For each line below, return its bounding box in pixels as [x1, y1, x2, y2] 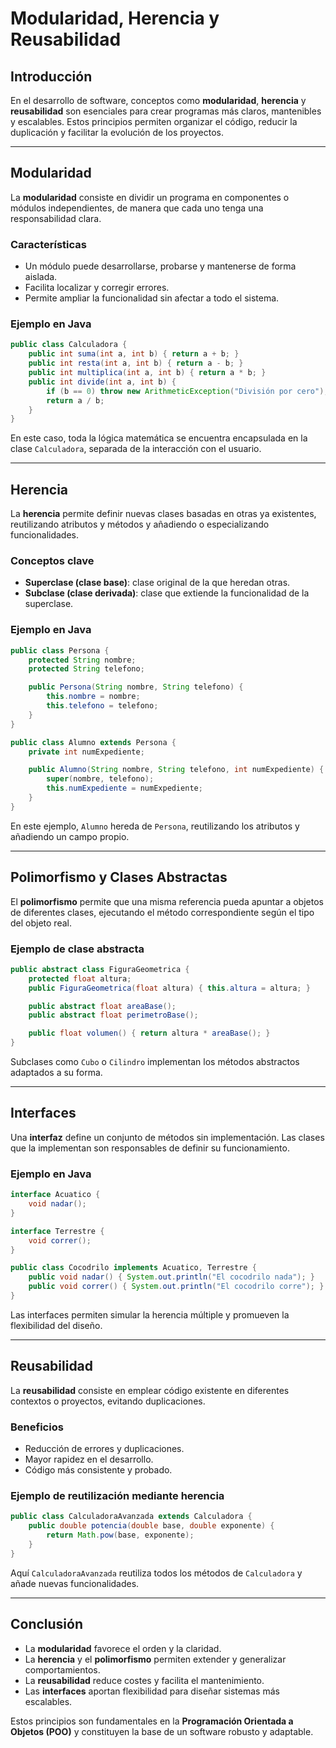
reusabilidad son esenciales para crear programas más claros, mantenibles [10, 105, 322, 117]
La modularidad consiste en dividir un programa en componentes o [10, 191, 290, 203]
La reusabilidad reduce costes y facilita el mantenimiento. [24, 1674, 265, 1686]
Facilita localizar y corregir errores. [24, 282, 170, 294]
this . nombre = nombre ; [46, 692, 141, 702]
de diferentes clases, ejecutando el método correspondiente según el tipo [10, 906, 315, 918]
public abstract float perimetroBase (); [28, 1010, 199, 1021]
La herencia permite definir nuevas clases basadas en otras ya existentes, [10, 508, 317, 520]
